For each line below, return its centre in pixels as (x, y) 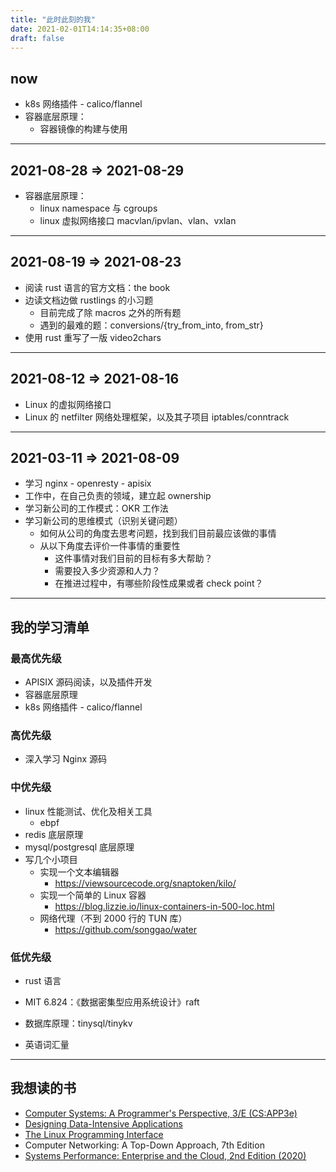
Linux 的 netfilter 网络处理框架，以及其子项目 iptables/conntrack (157, 417)
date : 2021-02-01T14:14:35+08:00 (80, 29)
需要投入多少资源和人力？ (107, 571)
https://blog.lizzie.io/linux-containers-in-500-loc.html (164, 906)
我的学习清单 (50, 627)
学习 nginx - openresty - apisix (88, 483)
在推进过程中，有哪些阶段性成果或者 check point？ (159, 583)
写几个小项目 (51, 859)
